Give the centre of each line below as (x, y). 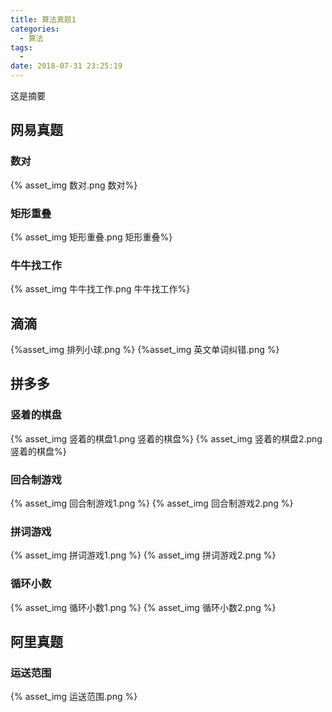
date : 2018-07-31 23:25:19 (66, 66)
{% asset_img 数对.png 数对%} (74, 185)
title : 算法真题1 (43, 19)
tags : (21, 47)
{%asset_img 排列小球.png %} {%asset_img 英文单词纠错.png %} (145, 350)
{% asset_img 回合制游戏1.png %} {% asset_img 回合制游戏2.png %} (152, 503)
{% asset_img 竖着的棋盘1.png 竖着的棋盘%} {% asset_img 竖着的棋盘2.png (166, 438)
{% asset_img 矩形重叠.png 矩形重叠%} (91, 237)
